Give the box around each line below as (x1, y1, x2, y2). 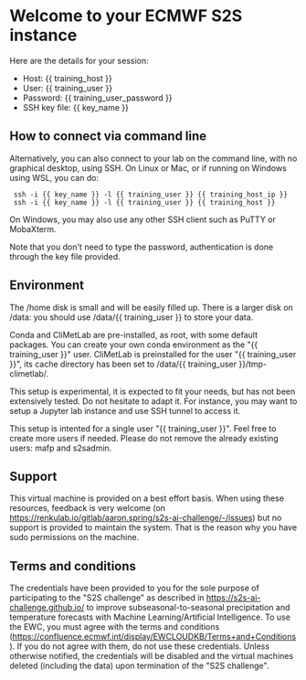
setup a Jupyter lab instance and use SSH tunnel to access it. (9, 405, 240, 416)
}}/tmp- (238, 358, 268, 369)
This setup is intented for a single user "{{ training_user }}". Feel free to (9, 422, 277, 434)
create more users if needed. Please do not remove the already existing (9, 432, 279, 443)
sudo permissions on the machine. (9, 532, 140, 543)
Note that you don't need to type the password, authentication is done (9, 241, 274, 252)
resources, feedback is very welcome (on (9, 503, 166, 514)
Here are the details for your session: (9, 55, 149, 66)
